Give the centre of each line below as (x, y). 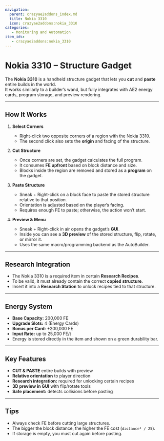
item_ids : (15, 37)
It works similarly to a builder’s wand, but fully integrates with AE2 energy (79, 89)
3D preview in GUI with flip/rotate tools (51, 386)
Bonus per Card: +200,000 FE (43, 329)
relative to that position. (43, 199)
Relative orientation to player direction (51, 376)
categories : (17, 28)
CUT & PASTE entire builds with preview (52, 370)
